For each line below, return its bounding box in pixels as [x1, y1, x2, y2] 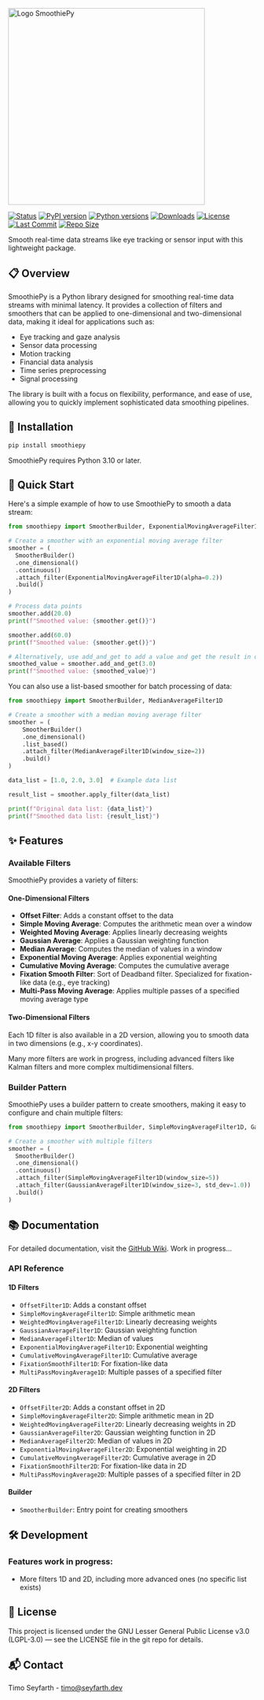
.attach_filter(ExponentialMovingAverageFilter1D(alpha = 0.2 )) [15, 574, 223, 582]
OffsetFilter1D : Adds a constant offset [19, 1300, 147, 1310]
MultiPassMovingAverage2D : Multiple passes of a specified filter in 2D [19, 1469, 241, 1479]
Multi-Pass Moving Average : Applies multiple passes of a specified [19, 986, 240, 996]
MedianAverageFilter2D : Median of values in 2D [19, 1436, 173, 1445]
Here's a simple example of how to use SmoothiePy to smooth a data [8, 499, 232, 508]
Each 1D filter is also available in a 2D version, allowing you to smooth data [8, 1030, 249, 1040]
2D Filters [8, 1385, 41, 1395]
